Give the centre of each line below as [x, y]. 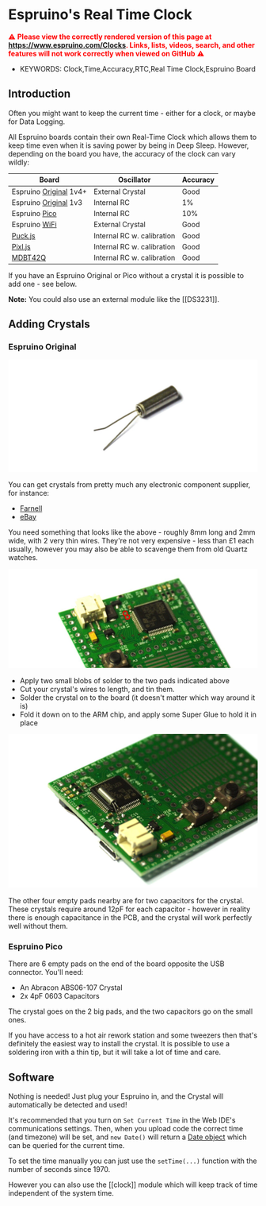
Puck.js [23, 235]
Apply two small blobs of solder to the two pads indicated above [124, 681]
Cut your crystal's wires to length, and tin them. [97, 690]
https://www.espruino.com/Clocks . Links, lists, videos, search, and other [132, 44]
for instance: [29, 493]
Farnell [31, 508]
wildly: [19, 162]
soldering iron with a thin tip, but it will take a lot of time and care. [115, 1052]
